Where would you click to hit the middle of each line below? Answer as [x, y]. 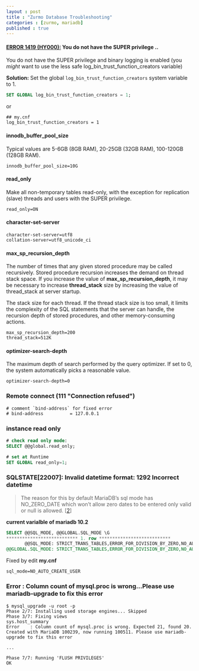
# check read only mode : [37, 441]
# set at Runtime [28, 457]
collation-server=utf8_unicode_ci [49, 240]
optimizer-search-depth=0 [38, 381]
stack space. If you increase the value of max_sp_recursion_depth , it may [97, 279]
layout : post [24, 12]
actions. [16, 322]
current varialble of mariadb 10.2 [47, 522]
